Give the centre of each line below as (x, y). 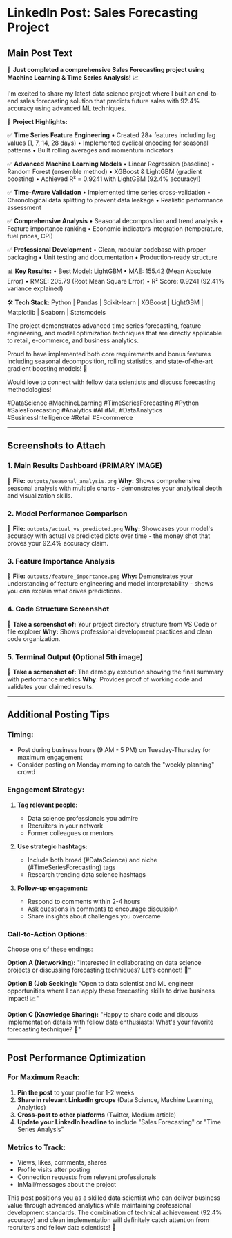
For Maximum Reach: (43, 1077)
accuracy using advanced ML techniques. (67, 108)
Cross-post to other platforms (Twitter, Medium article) (97, 1115)
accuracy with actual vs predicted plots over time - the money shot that (109, 536)
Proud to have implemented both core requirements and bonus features (109, 354)
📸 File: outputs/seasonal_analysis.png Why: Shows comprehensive (104, 480)
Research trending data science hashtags (87, 874)
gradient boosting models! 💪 (47, 368)
